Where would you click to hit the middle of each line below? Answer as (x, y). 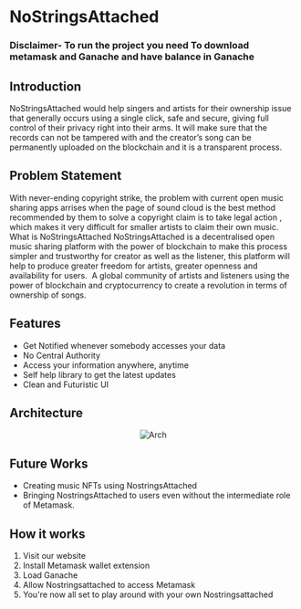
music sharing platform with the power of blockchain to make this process (149, 246)
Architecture (47, 413)
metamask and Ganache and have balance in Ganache (132, 57)
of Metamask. (48, 505)
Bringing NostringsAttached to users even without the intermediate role (156, 496)
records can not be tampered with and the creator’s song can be (130, 137)
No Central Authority (62, 355)
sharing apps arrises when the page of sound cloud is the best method (143, 207)
